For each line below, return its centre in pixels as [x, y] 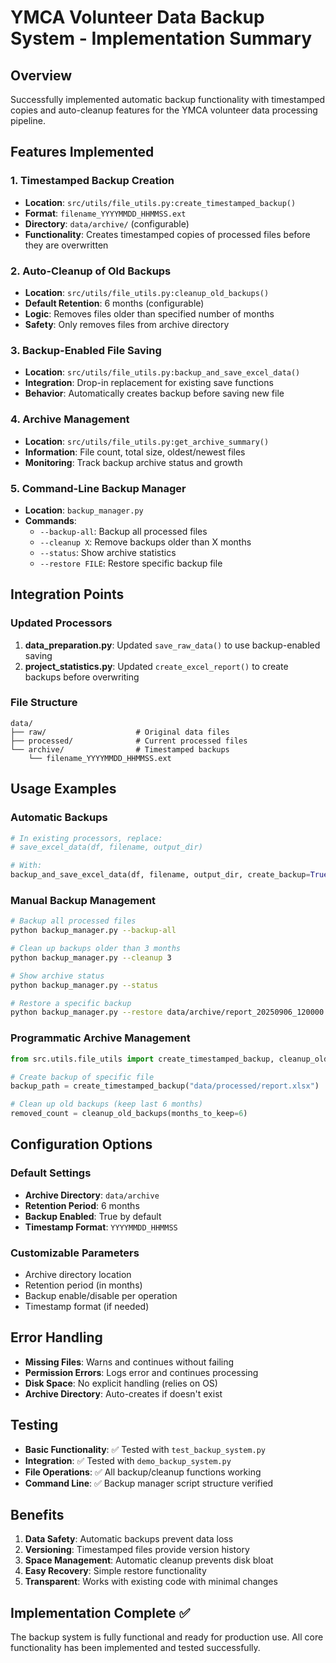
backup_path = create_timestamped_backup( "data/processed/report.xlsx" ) [165, 1086]
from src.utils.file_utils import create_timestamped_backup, [142, 1059]
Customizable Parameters [75, 1253]
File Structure [44, 703]
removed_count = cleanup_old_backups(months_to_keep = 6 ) [129, 1114]
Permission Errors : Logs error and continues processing [141, 1372]
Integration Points [67, 594]
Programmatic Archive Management [100, 1038]
